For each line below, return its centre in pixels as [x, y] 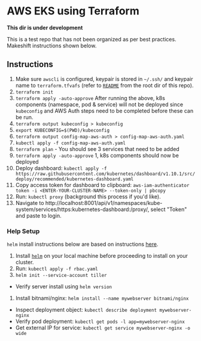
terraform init [34, 92]
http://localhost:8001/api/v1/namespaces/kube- [104, 203]
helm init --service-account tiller [61, 276]
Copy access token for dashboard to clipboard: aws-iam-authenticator [102, 185]
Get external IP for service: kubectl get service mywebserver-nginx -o [103, 328]
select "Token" [169, 209]
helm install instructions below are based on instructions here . [83, 245]
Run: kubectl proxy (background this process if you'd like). [88, 197]
